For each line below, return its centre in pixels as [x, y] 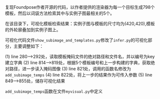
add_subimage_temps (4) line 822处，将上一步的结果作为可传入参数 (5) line [79, 75]
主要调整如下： [29, 46]
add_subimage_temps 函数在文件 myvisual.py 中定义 [54, 91]
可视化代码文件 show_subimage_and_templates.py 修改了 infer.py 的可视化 [77, 40]
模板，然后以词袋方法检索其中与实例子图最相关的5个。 [60, 13]
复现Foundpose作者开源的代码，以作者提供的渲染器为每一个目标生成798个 [80, 7]
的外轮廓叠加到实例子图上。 [33, 30]
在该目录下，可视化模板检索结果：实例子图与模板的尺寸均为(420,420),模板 [80, 24]
